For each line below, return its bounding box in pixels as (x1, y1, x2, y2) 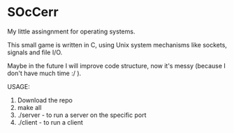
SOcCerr (7, 4, 59, 20)
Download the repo (17, 95, 73, 104)
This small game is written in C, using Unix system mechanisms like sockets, (7, 40, 227, 49)
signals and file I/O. (7, 48, 63, 56)
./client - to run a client (17, 118, 84, 126)
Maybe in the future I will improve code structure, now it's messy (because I (7, 61, 226, 70)
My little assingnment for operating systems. (7, 27, 136, 36)
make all (17, 103, 42, 111)
